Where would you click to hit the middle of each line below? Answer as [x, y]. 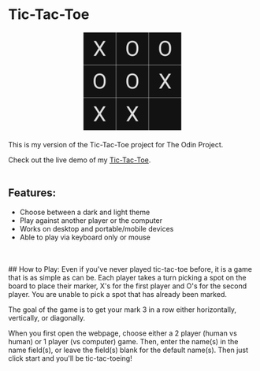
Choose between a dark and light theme [85, 212]
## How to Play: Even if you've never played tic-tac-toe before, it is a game [130, 269]
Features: [32, 193]
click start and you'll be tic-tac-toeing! [70, 358]
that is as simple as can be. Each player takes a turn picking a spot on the [127, 277]
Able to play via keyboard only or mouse [85, 237]
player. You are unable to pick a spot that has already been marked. [117, 294]
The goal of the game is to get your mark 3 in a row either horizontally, [123, 310]
